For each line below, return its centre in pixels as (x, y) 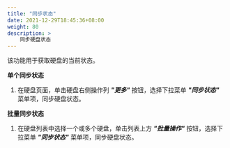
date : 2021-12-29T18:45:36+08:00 (56, 20)
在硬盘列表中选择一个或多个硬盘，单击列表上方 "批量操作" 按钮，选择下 (120, 128)
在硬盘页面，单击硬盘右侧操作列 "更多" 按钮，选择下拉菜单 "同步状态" (118, 90)
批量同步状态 (25, 114)
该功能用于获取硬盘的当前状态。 (53, 61)
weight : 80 (23, 27)
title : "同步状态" (32, 14)
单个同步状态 (25, 75)
